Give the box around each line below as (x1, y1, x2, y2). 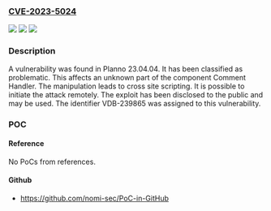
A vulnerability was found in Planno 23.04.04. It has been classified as (8, 63, 243, 74)
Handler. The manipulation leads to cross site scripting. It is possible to (8, 81, 245, 91)
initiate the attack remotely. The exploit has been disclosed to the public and (8, 89, 264, 99)
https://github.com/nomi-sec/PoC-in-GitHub (19, 193, 169, 203)
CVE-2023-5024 (8, 6, 77, 17)
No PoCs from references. (8, 157, 96, 166)
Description (8, 45, 56, 57)
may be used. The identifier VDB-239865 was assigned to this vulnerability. (8, 98, 261, 108)
